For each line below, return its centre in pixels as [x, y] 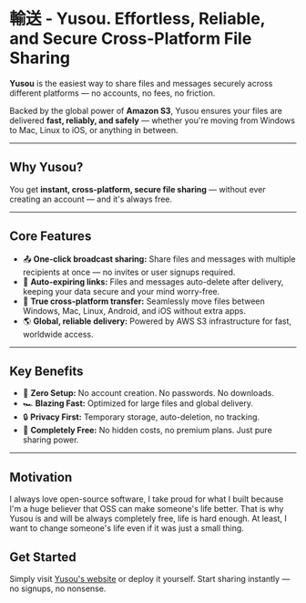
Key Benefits [46, 371]
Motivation [41, 477]
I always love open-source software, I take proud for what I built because [147, 499]
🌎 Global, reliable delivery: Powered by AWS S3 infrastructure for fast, [157, 321]
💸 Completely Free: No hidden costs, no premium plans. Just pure [148, 431]
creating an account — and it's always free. [91, 199]
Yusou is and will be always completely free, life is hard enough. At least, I [148, 519]
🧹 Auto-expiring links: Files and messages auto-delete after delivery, [153, 281]
